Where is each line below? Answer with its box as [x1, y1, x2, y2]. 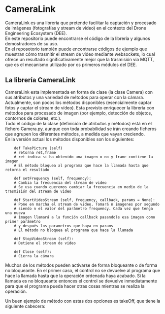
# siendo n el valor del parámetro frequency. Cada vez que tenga [14, 206, 153, 211]
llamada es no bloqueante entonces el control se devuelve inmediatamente [5, 278, 158, 284]
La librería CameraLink [5, 76, 76, 84]
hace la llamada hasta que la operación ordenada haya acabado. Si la [5, 273, 146, 279]
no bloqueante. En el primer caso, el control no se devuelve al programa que [5, 267, 161, 273]
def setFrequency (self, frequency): [14, 176, 92, 181]
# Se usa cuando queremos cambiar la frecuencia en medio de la [14, 184, 149, 189]
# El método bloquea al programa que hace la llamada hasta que [14, 163, 149, 168]
